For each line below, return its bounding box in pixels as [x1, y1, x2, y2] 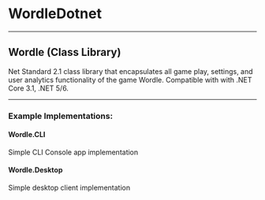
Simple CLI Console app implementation [8, 147, 139, 157]
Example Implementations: [8, 110, 113, 121]
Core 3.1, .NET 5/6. [8, 83, 69, 93]
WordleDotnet [8, 5, 103, 23]
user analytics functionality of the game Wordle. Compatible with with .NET [8, 75, 252, 84]
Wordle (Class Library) [8, 46, 121, 59]
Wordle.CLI [8, 130, 46, 139]
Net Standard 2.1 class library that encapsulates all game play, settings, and [8, 66, 254, 76]
